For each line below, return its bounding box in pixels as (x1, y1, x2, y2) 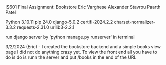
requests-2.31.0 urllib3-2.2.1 (17, 24, 74, 30)
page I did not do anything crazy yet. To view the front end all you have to (5, 49, 157, 55)
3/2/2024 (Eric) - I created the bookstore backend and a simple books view (5, 44, 161, 49)
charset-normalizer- (114, 19, 155, 25)
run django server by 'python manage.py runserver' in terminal (5, 34, 135, 40)
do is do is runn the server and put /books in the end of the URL (5, 54, 137, 60)
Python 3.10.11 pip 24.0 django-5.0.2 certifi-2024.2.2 (5, 19, 113, 25)
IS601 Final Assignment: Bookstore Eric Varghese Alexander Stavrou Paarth (5, 4, 161, 10)
